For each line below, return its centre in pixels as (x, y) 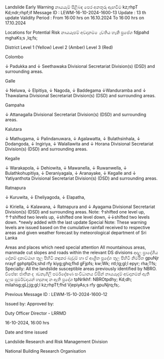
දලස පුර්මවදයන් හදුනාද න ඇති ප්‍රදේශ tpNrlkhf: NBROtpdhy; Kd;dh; (69, 279)
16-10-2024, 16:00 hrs (27, 323)
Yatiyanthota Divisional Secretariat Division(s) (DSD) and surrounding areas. (81, 178)
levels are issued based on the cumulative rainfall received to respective (78, 227)
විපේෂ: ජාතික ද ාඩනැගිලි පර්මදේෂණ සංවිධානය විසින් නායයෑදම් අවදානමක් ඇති (77, 274)
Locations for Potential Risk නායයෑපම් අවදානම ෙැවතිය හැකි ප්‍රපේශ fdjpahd (77, 32)
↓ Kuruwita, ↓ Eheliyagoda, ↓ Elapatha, (45, 197)
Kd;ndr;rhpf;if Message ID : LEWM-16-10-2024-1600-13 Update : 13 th (76, 12)
